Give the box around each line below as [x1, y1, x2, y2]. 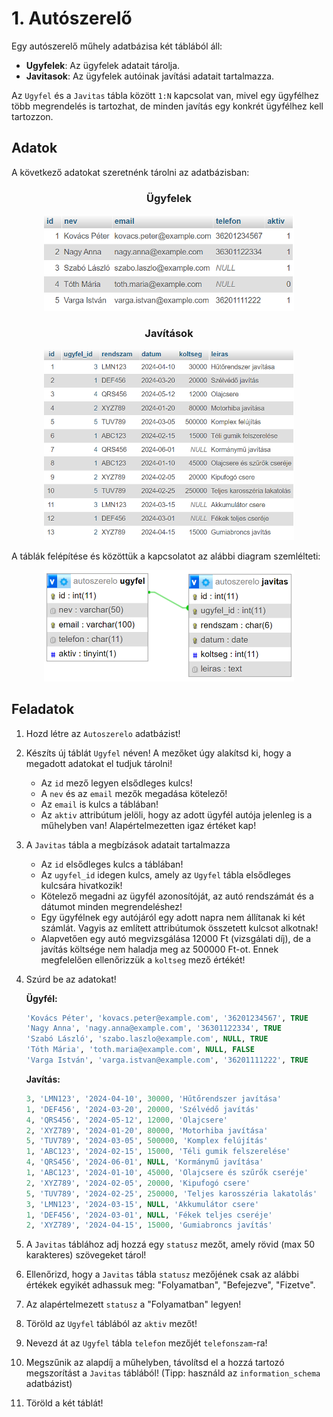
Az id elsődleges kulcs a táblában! [40, 858, 184, 870]
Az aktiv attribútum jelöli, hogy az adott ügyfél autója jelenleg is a [40, 808, 313, 821]
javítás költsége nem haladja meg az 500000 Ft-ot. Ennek [40, 943, 279, 955]
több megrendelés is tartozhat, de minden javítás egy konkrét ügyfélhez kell [11, 100, 324, 112]
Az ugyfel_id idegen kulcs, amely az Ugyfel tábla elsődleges [40, 868, 291, 881]
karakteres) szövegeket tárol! [25, 1249, 147, 1261]
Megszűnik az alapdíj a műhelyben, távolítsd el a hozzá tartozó [25, 1357, 285, 1369]
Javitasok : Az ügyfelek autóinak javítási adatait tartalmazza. [25, 70, 275, 82]
